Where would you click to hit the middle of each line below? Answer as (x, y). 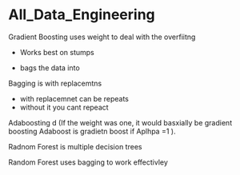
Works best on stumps (57, 52)
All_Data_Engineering (82, 15)
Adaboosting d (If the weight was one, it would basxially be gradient (120, 122)
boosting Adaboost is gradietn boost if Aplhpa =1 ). (92, 131)
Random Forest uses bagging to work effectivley (88, 162)
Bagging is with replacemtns (55, 83)
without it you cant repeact (64, 107)
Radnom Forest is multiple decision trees (75, 146)
